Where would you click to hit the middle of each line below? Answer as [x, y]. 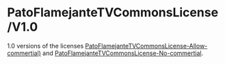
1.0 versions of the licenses [45, 46]
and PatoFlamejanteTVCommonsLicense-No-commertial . [123, 53]
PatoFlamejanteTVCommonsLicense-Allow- [146, 46]
